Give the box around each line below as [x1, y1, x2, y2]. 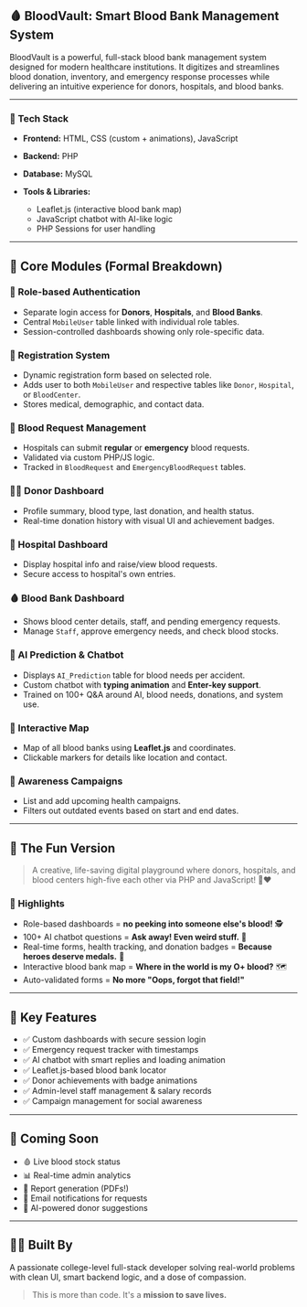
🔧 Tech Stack [9, 112, 69, 124]
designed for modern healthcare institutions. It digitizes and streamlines [9, 61, 281, 72]
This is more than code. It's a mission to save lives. [31, 1289, 227, 1300]
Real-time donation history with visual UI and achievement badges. [22, 515, 276, 526]
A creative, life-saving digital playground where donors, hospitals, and [31, 864, 296, 875]
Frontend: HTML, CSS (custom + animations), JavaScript [22, 133, 238, 145]
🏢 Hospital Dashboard [9, 538, 108, 551]
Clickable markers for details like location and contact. [22, 752, 228, 763]
